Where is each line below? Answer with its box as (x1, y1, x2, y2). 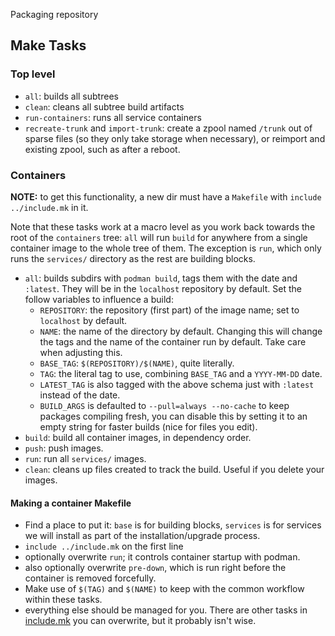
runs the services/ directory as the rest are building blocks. (10, 252, 256, 264)
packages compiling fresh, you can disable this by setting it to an (39, 410, 308, 422)
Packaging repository (10, 9, 99, 20)
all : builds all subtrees (24, 90, 119, 102)
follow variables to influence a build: (24, 293, 174, 305)
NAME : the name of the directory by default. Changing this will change (39, 325, 323, 337)
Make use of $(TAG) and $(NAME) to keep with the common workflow (24, 583, 305, 595)
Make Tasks (10, 37, 87, 54)
